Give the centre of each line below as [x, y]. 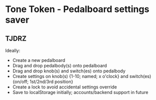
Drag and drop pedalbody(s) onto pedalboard [60, 66]
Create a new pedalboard [39, 60]
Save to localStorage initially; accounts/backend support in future [80, 92]
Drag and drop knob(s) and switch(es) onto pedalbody [69, 71]
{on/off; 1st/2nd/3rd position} [43, 82]
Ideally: [13, 51]
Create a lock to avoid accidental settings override [65, 87]
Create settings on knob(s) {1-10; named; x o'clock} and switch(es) [82, 76]
